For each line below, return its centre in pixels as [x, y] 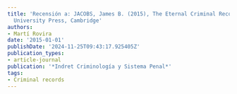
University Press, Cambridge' [58, 20]
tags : [15, 73]
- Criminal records [36, 80]
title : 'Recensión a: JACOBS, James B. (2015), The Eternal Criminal [112, 14]
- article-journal [34, 60]
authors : [20, 27]
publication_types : [36, 54]
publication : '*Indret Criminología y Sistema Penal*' [90, 66]
